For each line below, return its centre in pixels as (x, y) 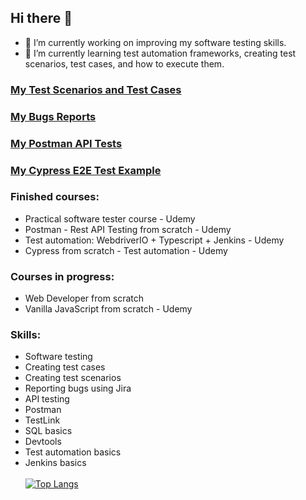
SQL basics (48, 431)
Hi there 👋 (41, 18)
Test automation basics (73, 452)
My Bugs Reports (53, 116)
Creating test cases (65, 367)
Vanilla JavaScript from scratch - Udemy (108, 309)
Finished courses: (55, 197)
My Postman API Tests (66, 143)
